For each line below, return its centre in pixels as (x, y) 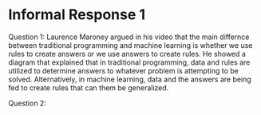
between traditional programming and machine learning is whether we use (130, 45)
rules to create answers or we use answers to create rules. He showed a (127, 54)
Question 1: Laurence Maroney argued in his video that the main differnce (129, 37)
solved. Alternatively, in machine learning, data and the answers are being (130, 79)
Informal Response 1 (77, 15)
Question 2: (27, 103)
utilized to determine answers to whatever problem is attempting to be (124, 70)
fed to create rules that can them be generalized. (89, 87)
